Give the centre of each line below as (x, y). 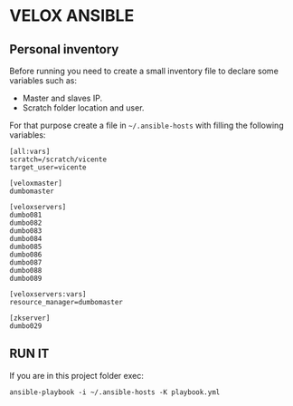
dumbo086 (26, 255)
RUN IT (29, 354)
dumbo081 (26, 215)
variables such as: (43, 81)
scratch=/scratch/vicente (58, 159)
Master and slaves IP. (62, 98)
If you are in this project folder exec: (77, 375)
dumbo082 (26, 223)
